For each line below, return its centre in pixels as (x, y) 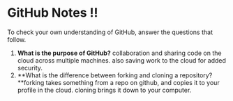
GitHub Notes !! (53, 13)
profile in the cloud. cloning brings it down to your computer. (104, 90)
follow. (17, 39)
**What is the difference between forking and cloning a (98, 75)
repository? (196, 75)
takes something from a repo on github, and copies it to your (133, 82)
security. (30, 68)
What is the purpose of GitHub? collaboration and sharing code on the (119, 53)
